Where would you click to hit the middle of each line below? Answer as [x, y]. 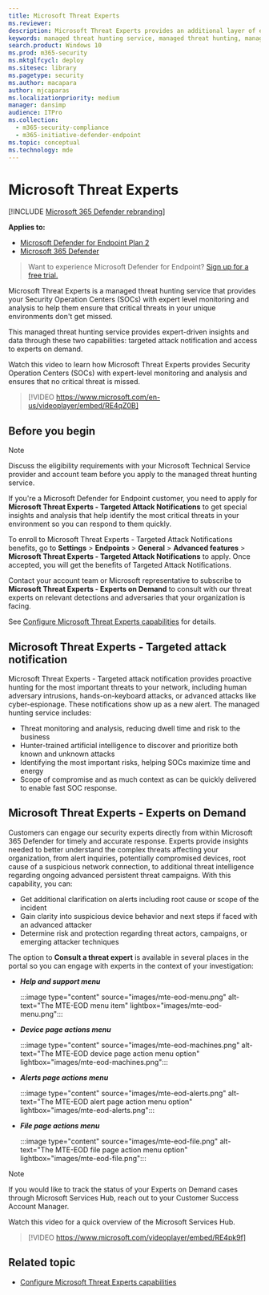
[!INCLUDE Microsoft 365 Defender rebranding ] [87, 212]
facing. [20, 606]
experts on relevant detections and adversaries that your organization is [127, 597]
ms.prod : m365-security [48, 53]
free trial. [43, 275]
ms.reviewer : [30, 23]
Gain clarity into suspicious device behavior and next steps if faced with [139, 916]
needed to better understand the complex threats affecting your [113, 849]
